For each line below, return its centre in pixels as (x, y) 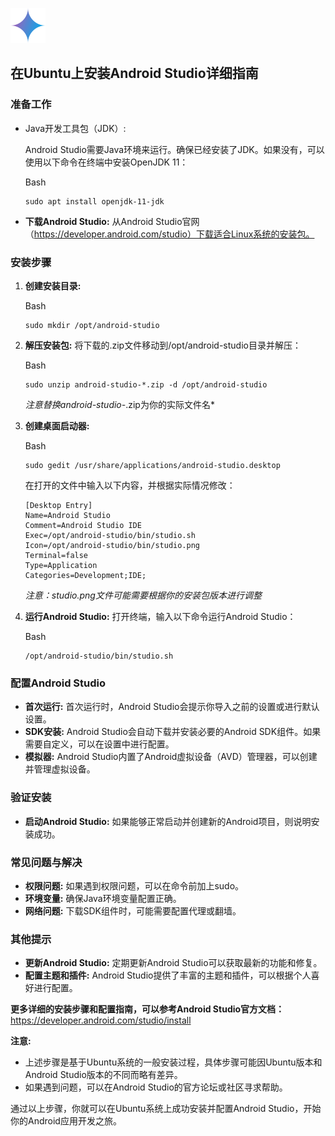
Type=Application (61, 565)
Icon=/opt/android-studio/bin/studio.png (112, 545)
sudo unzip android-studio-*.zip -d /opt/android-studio (146, 384)
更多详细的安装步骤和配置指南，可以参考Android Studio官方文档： (147, 1009)
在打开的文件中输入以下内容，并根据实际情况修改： (130, 485)
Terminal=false (56, 555)
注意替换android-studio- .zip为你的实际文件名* (119, 404)
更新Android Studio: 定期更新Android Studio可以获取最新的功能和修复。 (173, 963)
